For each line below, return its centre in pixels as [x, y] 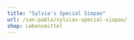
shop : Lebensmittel [35, 26]
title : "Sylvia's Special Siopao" [57, 13]
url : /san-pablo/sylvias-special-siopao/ [67, 20]
